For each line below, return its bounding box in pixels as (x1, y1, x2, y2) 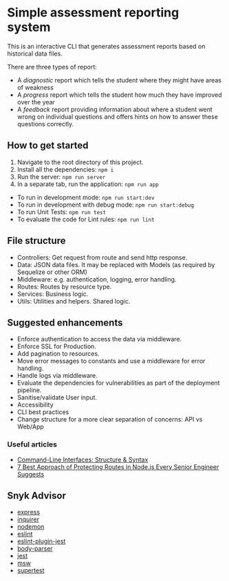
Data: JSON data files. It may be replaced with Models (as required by (17, 260, 215, 269)
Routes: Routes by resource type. (17, 282, 112, 290)
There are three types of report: (7, 62, 98, 71)
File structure (7, 235, 66, 247)
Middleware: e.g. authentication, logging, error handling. (17, 275, 177, 283)
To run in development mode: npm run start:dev (17, 193, 155, 201)
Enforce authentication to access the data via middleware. (17, 335, 182, 343)
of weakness (17, 83, 54, 91)
